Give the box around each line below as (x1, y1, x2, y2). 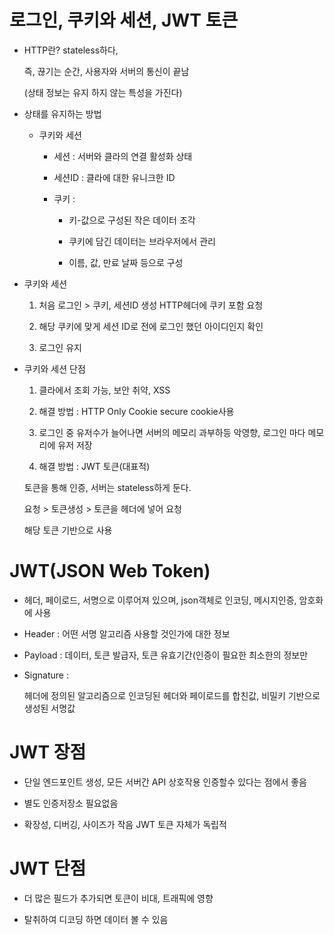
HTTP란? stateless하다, (23, 44, 119, 56)
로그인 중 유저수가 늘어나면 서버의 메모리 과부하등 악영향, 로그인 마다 (38, 426, 306, 438)
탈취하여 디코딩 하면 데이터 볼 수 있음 (23, 913, 169, 925)
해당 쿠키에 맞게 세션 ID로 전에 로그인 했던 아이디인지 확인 (38, 320, 264, 332)
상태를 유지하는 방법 (23, 107, 102, 120)
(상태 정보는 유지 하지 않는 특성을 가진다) (23, 86, 183, 98)
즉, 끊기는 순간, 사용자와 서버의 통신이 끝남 (23, 65, 190, 77)
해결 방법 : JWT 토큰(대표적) (38, 460, 151, 472)
